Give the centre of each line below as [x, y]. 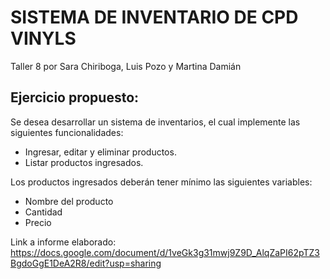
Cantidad [43, 212]
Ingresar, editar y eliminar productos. [100, 152]
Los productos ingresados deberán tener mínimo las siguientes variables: [161, 182]
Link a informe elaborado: [63, 242]
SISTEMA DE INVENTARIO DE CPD [154, 17]
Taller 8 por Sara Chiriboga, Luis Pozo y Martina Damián [126, 66]
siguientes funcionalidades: [67, 132]
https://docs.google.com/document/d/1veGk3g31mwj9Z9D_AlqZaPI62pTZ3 [165, 252]
